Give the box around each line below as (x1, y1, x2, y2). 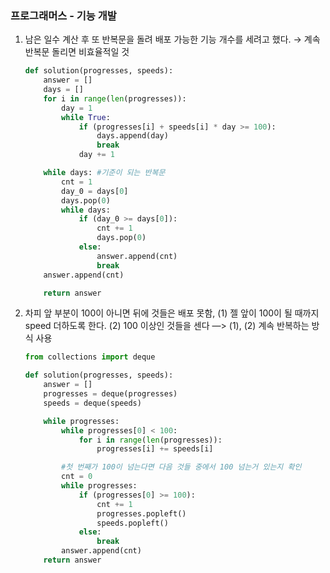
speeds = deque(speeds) (43, 398, 142, 408)
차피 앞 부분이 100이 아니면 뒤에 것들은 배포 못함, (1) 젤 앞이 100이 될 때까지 (24, 307, 320, 319)
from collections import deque (24, 352, 156, 362)
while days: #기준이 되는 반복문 (43, 168, 166, 178)
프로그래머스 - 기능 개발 (10, 8, 117, 22)
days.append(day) (96, 131, 169, 141)
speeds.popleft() (96, 518, 169, 528)
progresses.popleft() (96, 508, 187, 519)
